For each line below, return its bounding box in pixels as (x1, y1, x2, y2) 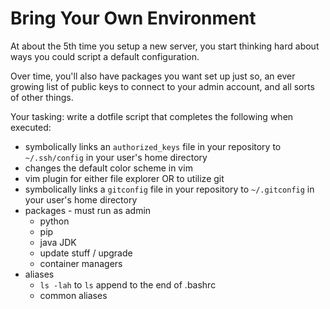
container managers (39, 257, 123, 269)
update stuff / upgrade (39, 247, 133, 259)
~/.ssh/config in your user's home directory (24, 151, 208, 163)
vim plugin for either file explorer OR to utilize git (24, 172, 225, 184)
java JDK (39, 236, 77, 248)
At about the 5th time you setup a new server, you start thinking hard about (10, 40, 320, 52)
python (39, 215, 70, 227)
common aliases (39, 289, 108, 301)
